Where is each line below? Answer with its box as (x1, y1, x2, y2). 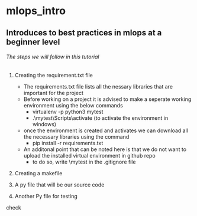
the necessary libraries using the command (23, 133, 130, 140)
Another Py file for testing (14, 192, 78, 199)
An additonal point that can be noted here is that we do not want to (23, 146, 187, 153)
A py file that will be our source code (14, 181, 105, 188)
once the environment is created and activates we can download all (23, 127, 188, 134)
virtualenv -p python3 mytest (32, 108, 104, 115)
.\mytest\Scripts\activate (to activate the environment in (32, 114, 169, 122)
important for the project (23, 89, 84, 96)
